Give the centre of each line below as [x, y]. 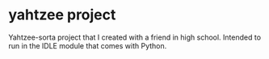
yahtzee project [62, 15]
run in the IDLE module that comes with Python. [88, 45]
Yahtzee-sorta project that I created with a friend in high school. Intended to [134, 37]
